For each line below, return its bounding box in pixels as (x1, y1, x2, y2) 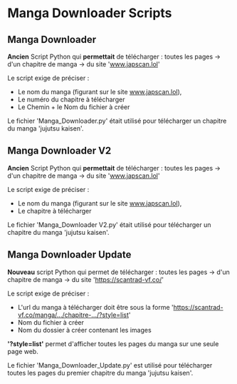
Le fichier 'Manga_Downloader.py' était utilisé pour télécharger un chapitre (7, 116, 227, 125)
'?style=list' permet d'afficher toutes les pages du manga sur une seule (7, 339, 219, 348)
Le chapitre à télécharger (17, 206, 92, 215)
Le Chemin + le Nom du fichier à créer (17, 103, 130, 111)
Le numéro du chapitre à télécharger (17, 95, 125, 103)
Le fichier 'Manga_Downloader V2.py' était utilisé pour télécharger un (7, 220, 211, 229)
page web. (7, 347, 39, 355)
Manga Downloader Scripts (7, 5, 172, 21)
